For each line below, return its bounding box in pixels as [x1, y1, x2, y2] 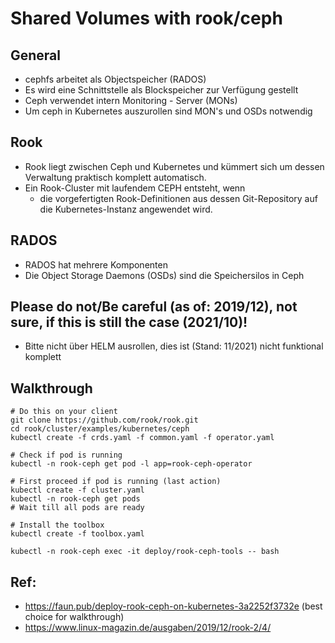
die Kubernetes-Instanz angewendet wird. [39, 203, 213, 215]
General [10, 47, 62, 64]
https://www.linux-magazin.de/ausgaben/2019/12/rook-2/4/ [24, 622, 272, 634]
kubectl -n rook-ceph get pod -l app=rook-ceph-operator [10, 459, 253, 469]
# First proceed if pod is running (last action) [10, 477, 222, 487]
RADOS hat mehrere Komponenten [24, 258, 168, 271]
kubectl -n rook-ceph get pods [10, 494, 141, 504]
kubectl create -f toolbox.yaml [10, 529, 145, 539]
